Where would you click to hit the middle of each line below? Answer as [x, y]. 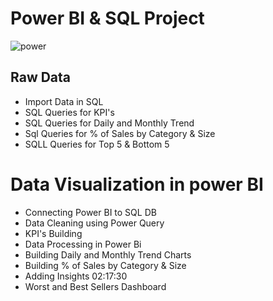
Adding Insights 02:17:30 [76, 276]
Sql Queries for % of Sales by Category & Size [120, 133]
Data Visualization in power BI [137, 184]
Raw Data [41, 77]
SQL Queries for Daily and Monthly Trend [109, 123]
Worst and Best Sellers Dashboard [95, 286]
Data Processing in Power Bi [83, 244]
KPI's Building [53, 233]
